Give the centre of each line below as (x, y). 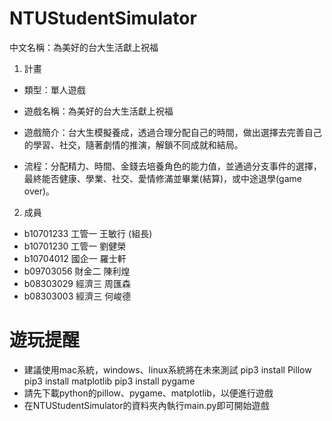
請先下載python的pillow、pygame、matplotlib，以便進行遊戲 (148, 393)
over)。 (39, 191)
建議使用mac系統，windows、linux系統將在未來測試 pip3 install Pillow (167, 369)
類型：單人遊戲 (54, 89)
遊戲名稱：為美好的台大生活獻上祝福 (98, 111)
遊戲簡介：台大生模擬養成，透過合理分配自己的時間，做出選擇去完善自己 (172, 132)
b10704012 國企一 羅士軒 (75, 258)
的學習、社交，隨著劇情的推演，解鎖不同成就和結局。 (133, 144)
